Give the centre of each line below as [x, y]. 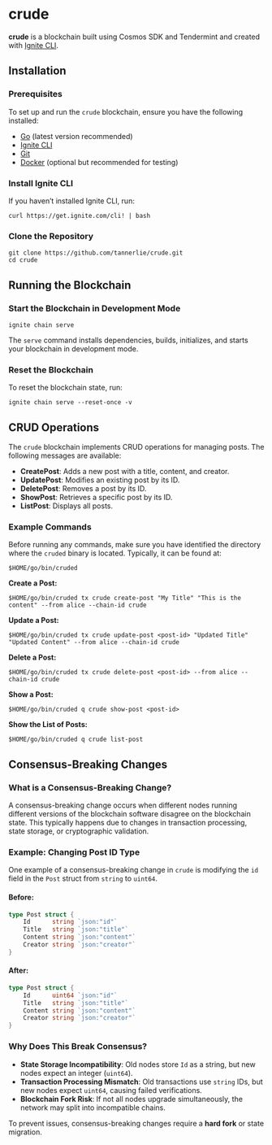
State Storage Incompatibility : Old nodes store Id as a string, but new [138, 1064]
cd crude [23, 260]
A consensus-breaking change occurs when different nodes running [123, 805]
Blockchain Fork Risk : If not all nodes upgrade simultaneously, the [132, 1099]
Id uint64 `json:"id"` [70, 995]
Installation [37, 71]
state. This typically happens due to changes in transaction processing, [128, 823]
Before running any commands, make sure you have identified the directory [135, 545]
